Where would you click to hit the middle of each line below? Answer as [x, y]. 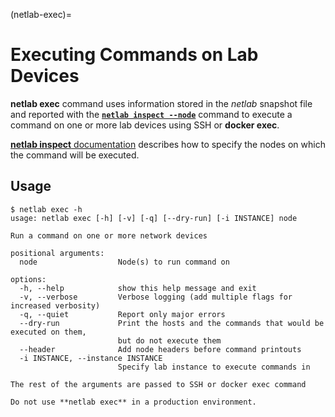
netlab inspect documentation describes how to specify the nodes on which [168, 144]
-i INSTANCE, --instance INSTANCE [91, 358]
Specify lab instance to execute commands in [214, 367]
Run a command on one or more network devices [109, 235]
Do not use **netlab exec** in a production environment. [133, 402]
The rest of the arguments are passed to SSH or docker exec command [158, 384]
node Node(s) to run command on [124, 262]
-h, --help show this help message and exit [138, 288]
